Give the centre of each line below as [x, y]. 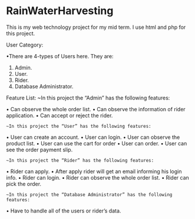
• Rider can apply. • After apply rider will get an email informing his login [94, 171]
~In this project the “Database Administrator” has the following [89, 195]
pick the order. [24, 184]
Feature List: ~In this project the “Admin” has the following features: [88, 98]
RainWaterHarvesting [60, 11]
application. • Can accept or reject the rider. [60, 115]
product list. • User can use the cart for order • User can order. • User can [97, 143]
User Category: [25, 45]
